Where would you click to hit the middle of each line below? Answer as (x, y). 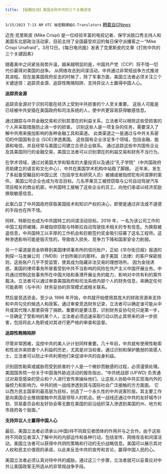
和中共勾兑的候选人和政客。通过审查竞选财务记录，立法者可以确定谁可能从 (81, 304)
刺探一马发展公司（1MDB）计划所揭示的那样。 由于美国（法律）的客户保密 (81, 256)
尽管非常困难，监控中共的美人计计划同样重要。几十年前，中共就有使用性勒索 (83, 343)
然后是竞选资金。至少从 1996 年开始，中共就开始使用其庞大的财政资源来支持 (83, 297)
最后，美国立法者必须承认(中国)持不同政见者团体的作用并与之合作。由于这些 (83, 431)
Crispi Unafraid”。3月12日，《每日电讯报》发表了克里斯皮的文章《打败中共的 (83, 47)
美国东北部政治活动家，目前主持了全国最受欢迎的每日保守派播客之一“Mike (81, 41)
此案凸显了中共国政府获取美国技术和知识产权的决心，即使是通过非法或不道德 (83, 203)
